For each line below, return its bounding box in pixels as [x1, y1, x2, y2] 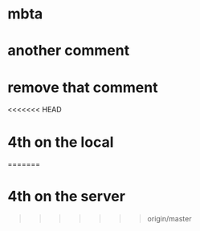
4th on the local [7, 133, 114, 151]
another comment [7, 42, 130, 60]
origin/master [147, 214, 192, 224]
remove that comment [7, 78, 158, 96]
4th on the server [7, 188, 126, 205]
